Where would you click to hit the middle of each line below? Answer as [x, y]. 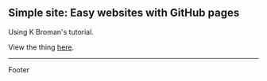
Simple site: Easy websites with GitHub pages [124, 13]
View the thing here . [41, 47]
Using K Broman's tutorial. [51, 31]
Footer [19, 69]
